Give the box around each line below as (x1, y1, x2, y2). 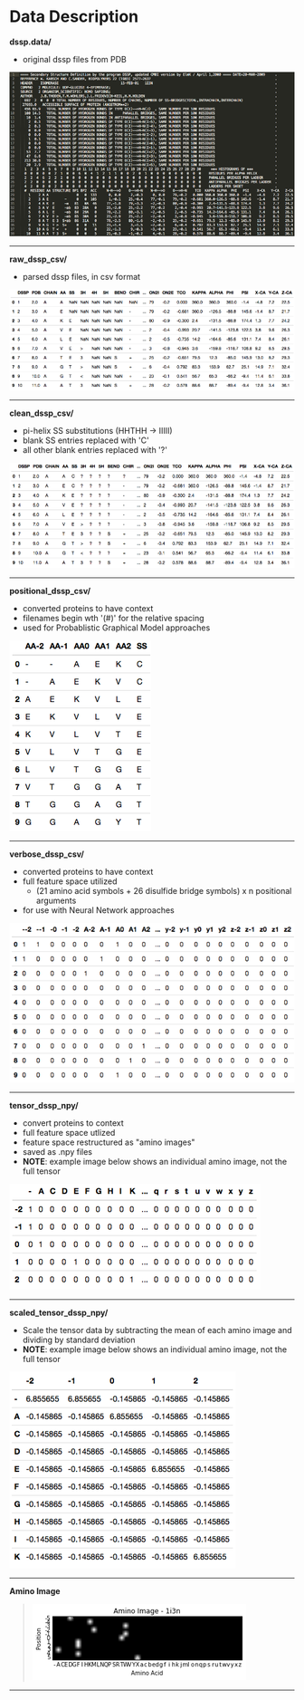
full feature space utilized (22, 876, 118, 887)
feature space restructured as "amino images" (22, 1137, 196, 1148)
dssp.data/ (9, 36, 52, 47)
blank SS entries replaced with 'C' (22, 435, 149, 446)
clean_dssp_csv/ (9, 408, 74, 418)
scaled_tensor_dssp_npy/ (9, 1307, 109, 1318)
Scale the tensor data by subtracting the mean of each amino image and (22, 1324, 292, 1335)
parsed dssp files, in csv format (22, 272, 141, 283)
